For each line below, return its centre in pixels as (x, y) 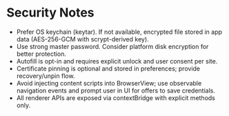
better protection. (41, 54)
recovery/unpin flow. (46, 76)
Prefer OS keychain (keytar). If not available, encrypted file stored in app (119, 32)
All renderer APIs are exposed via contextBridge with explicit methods (116, 97)
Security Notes (50, 13)
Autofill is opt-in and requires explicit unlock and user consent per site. (117, 61)
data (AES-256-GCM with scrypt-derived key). (82, 39)
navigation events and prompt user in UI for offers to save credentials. (116, 90)
